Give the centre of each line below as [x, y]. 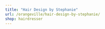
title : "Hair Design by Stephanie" [42, 10]
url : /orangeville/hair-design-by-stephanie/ [52, 14]
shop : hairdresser [24, 19]
